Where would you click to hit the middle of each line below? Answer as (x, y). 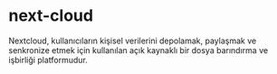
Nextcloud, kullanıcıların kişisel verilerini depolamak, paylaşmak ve (133, 41)
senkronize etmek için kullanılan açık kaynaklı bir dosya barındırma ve (138, 50)
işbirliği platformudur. (48, 60)
